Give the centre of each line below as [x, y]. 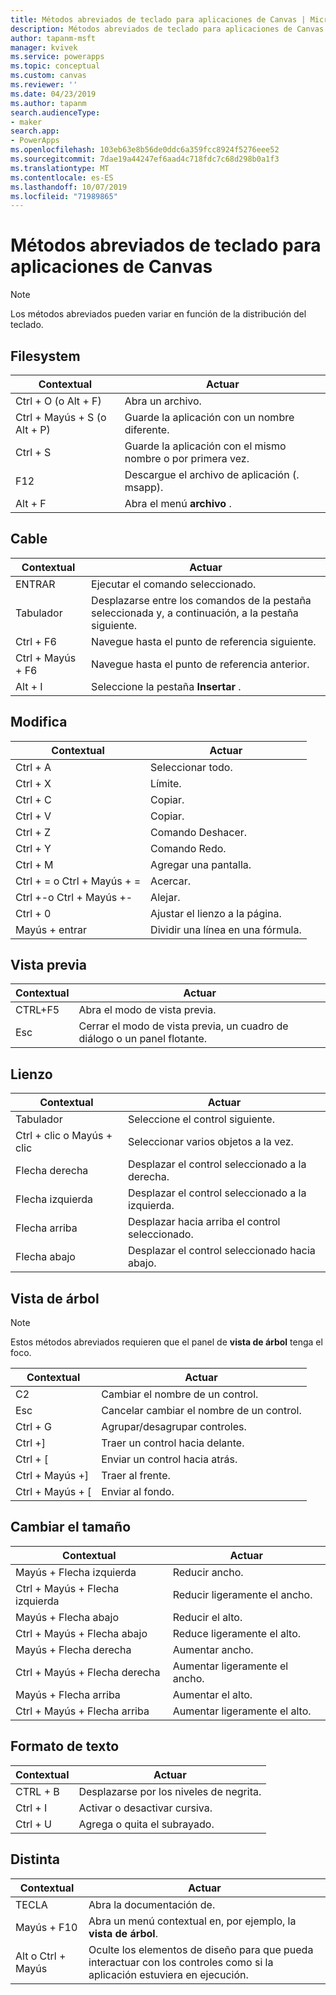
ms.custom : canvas [48, 76]
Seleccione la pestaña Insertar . [166, 686]
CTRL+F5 [37, 1010]
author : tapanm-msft [53, 38]
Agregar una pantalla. [201, 864]
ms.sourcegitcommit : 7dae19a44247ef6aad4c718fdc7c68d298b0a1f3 [145, 159]
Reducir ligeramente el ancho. [242, 1594]
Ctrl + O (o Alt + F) [58, 401]
